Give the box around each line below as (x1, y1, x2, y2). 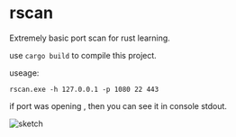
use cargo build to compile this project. (9, 50, 158, 60)
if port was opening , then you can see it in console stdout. (9, 100, 228, 111)
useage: (9, 67, 40, 78)
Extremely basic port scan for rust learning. (9, 32, 171, 43)
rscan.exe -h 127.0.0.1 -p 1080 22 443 (9, 85, 159, 94)
